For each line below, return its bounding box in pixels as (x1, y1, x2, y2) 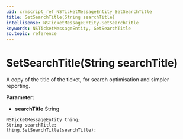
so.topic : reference (6, 31, 57, 37)
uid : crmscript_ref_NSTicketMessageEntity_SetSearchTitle (6, 8, 152, 15)
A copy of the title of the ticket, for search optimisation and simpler (6, 76, 169, 83)
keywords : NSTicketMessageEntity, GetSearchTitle (6, 25, 131, 31)
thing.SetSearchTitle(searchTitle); (6, 127, 97, 134)
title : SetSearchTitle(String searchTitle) (6, 14, 115, 20)
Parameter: (6, 94, 34, 101)
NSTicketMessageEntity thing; (6, 117, 81, 123)
